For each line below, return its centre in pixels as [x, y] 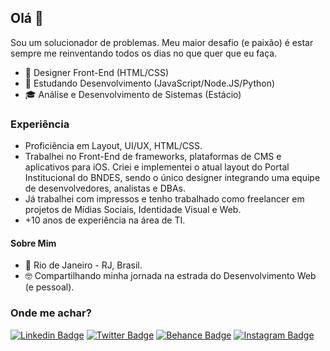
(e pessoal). [49, 287]
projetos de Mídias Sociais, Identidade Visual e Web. [133, 210]
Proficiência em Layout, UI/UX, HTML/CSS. [113, 146]
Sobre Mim [33, 243]
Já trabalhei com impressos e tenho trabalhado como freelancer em [164, 199]
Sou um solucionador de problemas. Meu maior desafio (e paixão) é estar [162, 42]
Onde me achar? [51, 313]
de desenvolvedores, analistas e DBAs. [105, 188]
